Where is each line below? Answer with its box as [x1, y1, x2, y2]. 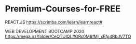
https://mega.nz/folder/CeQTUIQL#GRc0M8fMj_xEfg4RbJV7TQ [5, 33, 131, 39]
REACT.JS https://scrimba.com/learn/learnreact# [5, 19, 103, 25]
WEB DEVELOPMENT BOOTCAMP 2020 [5, 28, 84, 34]
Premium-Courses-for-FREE [5, 3, 121, 14]
